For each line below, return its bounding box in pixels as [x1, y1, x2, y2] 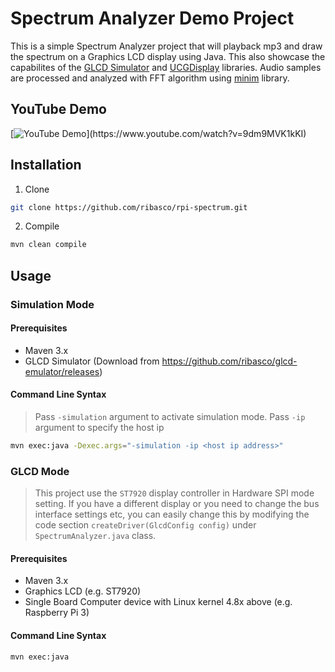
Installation [10, 157, 82, 174]
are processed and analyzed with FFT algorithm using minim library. [10, 72, 290, 84]
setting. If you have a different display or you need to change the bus [34, 498, 320, 510]
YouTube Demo [10, 101, 107, 118]
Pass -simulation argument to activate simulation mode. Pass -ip [34, 411, 306, 423]
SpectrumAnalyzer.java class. [34, 530, 157, 542]
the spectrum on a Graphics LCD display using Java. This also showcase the [10, 50, 326, 62]
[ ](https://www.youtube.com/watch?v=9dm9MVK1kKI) [10, 127, 307, 139]
